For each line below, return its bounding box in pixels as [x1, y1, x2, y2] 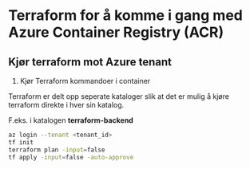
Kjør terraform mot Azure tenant [8, 55, 173, 69]
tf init [8, 138, 34, 146]
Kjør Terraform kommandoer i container [19, 77, 151, 85]
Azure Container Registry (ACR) [8, 23, 224, 41]
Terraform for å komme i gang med [8, 6, 244, 25]
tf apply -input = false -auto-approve [8, 153, 134, 161]
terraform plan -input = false [8, 146, 105, 154]
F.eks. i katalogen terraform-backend [8, 116, 133, 125]
